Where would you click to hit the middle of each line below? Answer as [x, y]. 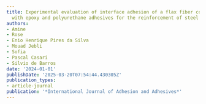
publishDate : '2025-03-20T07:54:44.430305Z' [64, 75]
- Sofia [16, 52]
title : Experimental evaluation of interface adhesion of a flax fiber [100, 12]
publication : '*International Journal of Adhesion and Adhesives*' [94, 92]
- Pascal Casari [27, 58]
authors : [17, 23]
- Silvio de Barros [31, 63]
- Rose [15, 35]
